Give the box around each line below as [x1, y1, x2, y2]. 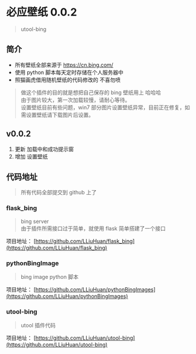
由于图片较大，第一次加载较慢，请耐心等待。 [20, 96, 131, 103]
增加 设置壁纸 [14, 153, 48, 160]
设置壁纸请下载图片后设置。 [26, 111, 94, 118]
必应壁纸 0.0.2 [6, 5, 77, 19]
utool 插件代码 [20, 322, 56, 329]
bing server [20, 218, 49, 225]
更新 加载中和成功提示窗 [14, 145, 74, 153]
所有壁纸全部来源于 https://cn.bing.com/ [14, 61, 114, 69]
